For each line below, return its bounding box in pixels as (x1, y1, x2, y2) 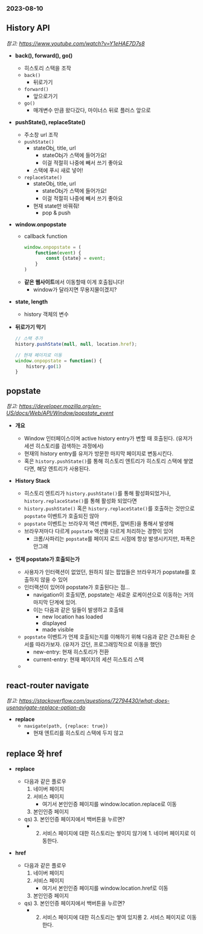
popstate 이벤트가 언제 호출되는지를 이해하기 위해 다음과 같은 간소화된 (24, 633, 190, 640)
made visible (42, 626, 74, 634)
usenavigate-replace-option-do (6, 704, 86, 711)
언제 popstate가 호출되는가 (14, 555, 80, 563)
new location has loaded (42, 613, 103, 620)
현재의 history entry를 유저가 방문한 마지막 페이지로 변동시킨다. (24, 450, 174, 457)
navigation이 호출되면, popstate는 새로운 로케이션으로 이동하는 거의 (33, 591, 194, 598)
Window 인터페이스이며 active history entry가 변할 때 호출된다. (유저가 (24, 435, 193, 442)
